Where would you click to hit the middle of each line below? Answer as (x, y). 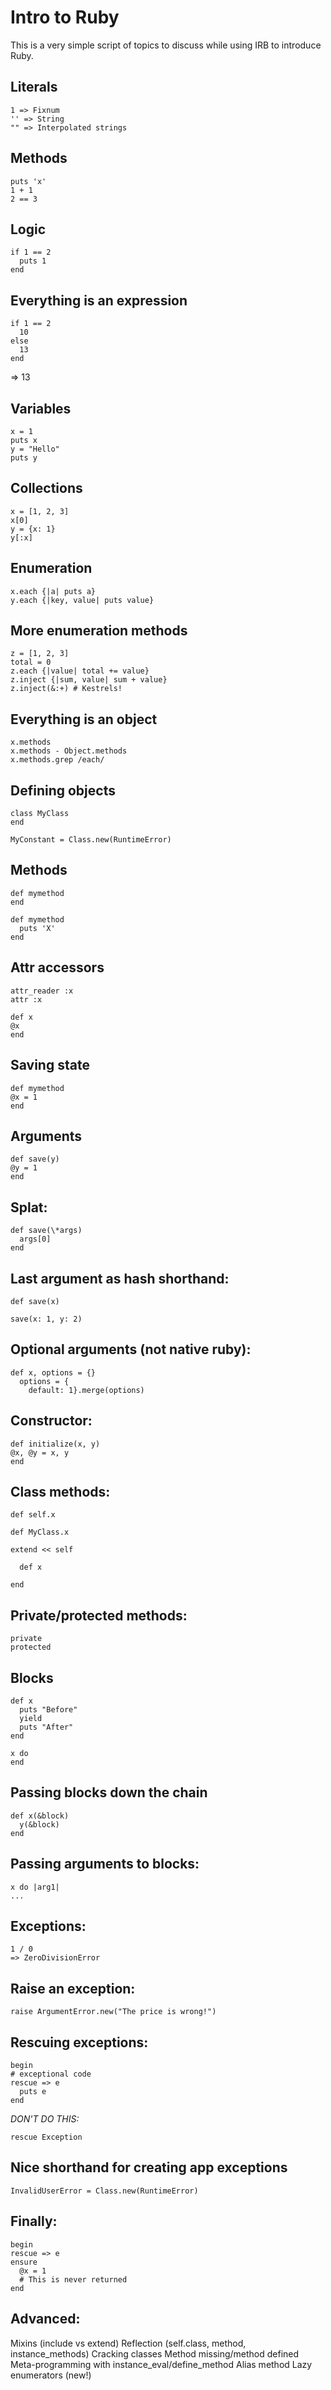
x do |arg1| (35, 1887)
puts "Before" (48, 1710)
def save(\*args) (46, 1231)
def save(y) (35, 1159)
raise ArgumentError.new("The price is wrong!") (113, 2012)
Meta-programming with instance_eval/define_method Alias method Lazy (161, 2364)
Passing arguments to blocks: (105, 1864)
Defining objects (63, 790)
